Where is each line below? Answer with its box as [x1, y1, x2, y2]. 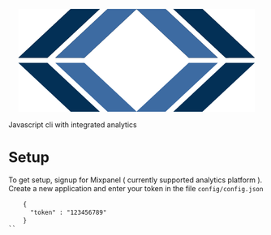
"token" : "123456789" [29, 208, 107, 216]
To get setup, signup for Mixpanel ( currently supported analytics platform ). [8, 175, 263, 185]
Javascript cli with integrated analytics [8, 120, 137, 130]
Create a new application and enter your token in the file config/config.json [8, 183, 264, 193]
